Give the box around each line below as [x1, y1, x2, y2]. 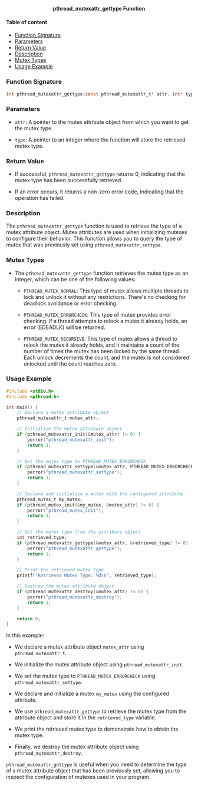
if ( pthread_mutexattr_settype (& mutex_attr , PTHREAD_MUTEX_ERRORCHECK [16, 464, 194, 470]
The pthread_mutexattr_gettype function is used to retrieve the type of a [6, 222, 182, 229]
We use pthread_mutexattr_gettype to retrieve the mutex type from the [14, 708, 187, 715]
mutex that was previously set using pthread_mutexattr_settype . [6, 241, 163, 248]
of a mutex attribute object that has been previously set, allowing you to [6, 767, 180, 774]
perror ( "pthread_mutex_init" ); [27, 507, 104, 514]
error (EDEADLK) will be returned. [23, 324, 105, 331]
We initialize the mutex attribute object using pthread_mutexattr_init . [14, 661, 184, 668]
